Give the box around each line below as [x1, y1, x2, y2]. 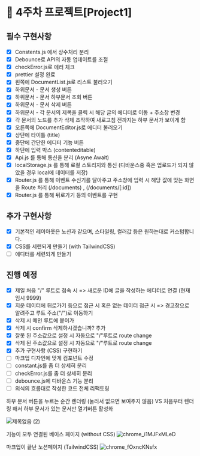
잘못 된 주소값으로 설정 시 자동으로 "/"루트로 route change [14, 332, 152, 339]
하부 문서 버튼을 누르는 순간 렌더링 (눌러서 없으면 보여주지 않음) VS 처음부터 [6, 397, 183, 404]
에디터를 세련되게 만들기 [14, 251, 72, 258]
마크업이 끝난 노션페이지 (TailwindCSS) [6, 443, 99, 451]
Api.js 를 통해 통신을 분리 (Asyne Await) [14, 154, 110, 161]
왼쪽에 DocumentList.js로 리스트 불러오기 [14, 79, 113, 86]
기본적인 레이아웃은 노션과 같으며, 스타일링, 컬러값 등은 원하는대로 [14, 228, 169, 235]
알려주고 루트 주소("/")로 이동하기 [14, 309, 93, 317]
